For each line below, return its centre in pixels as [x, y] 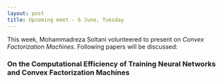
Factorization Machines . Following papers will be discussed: [93, 46]
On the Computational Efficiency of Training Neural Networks [111, 64]
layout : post [26, 13]
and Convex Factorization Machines [69, 72]
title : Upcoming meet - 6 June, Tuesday [66, 20]
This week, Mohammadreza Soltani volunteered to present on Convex [106, 39]
